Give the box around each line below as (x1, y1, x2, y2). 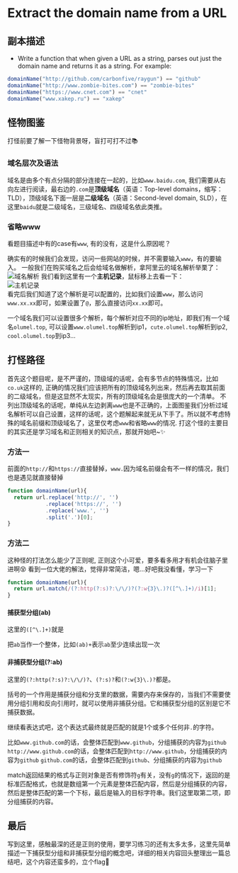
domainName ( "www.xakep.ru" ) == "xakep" (7, 95, 125, 102)
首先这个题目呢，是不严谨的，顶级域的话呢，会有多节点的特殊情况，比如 (7, 374, 218, 383)
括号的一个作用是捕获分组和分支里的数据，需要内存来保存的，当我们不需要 (7, 689, 225, 699)
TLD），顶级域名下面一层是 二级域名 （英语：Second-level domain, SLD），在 (7, 193, 227, 202)
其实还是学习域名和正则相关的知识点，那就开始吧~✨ (13, 427, 166, 436)
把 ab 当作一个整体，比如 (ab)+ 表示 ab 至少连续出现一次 (7, 640, 161, 649)
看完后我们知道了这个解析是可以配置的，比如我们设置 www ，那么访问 (7, 289, 203, 298)
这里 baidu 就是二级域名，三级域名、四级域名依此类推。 (7, 202, 166, 210)
